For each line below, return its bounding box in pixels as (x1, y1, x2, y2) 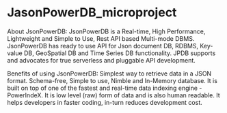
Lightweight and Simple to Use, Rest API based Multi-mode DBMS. (7, 34, 195, 42)
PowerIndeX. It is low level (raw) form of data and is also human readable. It (7, 91, 220, 99)
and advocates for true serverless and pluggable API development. (7, 56, 196, 64)
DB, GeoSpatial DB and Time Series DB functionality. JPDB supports (23, 49, 216, 57)
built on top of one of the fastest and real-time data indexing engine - (7, 84, 202, 92)
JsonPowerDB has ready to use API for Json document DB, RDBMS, (7, 42, 199, 50)
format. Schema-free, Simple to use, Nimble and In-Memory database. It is (7, 76, 217, 84)
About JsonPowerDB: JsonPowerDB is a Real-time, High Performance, (7, 27, 206, 35)
